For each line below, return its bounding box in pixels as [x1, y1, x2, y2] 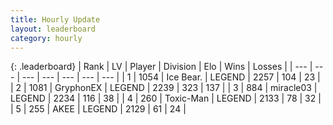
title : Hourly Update [10, 14, 101, 25]
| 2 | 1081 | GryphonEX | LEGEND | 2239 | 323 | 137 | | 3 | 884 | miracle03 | [10, 82, 318, 94]
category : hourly [10, 33, 83, 43]
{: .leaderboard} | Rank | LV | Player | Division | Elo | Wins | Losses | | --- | [10, 61, 313, 73]
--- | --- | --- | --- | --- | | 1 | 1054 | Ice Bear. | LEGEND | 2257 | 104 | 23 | [21, 71, 321, 83]
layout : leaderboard [10, 24, 97, 34]
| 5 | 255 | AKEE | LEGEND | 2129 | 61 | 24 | [10, 103, 187, 115]
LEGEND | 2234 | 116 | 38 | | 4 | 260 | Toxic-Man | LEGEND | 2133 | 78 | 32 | [10, 92, 322, 105]
